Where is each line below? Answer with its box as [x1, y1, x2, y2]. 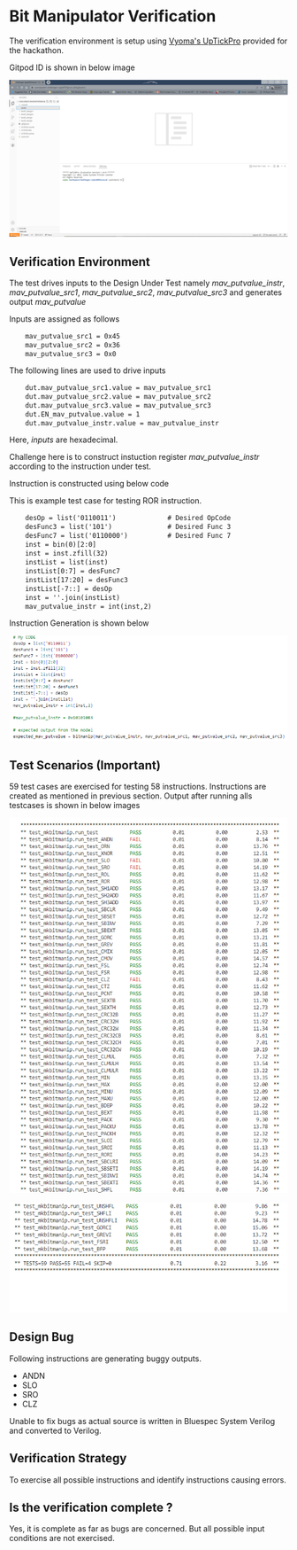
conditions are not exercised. [9, 1533, 115, 1544]
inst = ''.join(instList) [25, 594, 121, 603]
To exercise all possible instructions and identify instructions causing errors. [9, 1474, 287, 1485]
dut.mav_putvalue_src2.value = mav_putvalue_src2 [25, 393, 212, 401]
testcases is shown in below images [9, 800, 141, 811]
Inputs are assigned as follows [9, 314, 120, 324]
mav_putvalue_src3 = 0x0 [25, 350, 117, 359]
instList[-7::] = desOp [25, 585, 113, 594]
